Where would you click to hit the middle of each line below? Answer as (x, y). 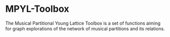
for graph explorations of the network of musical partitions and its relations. (85, 28)
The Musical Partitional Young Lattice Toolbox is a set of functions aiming (83, 23)
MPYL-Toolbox (37, 9)
